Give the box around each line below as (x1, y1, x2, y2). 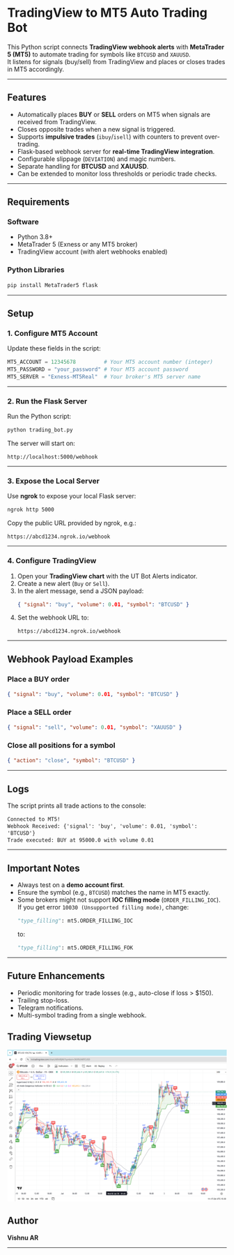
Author (7, 1215, 38, 1227)
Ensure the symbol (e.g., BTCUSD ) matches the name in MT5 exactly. (17, 888, 210, 896)
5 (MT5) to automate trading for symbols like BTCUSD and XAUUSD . (7, 50, 191, 59)
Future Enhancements (7, 970, 106, 982)
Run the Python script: (7, 413, 72, 421)
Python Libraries (7, 265, 65, 275)
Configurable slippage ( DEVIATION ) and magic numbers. (17, 155, 176, 163)
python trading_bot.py (7, 426, 73, 433)
